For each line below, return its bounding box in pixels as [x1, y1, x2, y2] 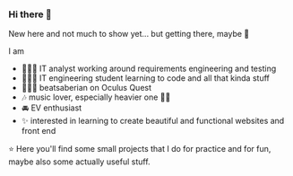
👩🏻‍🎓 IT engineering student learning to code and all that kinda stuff [21, 73, 270, 84]
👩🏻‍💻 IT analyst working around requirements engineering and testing [21, 63, 277, 75]
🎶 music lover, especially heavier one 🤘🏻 [21, 92, 171, 102]
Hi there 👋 [8, 8, 53, 21]
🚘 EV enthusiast [21, 102, 82, 113]
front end [21, 126, 56, 136]
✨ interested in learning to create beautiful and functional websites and [21, 116, 285, 127]
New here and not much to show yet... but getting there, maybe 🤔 [8, 29, 250, 40]
